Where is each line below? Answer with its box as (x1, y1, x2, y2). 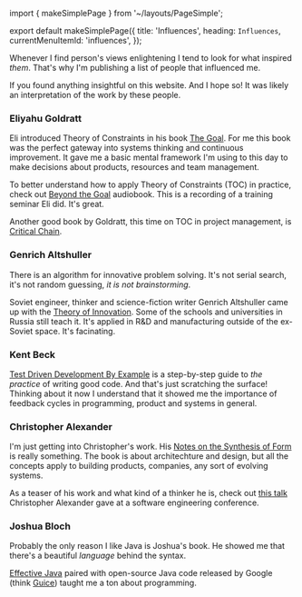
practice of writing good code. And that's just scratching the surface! (9, 378, 268, 389)
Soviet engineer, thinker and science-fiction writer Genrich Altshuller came (9, 296, 288, 307)
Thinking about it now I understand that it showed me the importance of (9, 388, 278, 399)
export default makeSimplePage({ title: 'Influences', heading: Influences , (9, 25, 281, 35)
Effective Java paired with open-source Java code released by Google (9, 568, 273, 579)
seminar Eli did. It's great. (9, 199, 104, 210)
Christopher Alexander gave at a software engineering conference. (9, 497, 260, 508)
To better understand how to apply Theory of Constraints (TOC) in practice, (9, 179, 292, 190)
